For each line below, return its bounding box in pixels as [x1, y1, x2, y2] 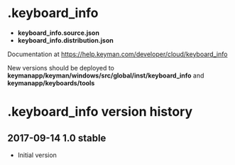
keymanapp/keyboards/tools [7, 78, 95, 87]
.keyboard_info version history [7, 104, 193, 120]
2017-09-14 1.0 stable [7, 132, 106, 144]
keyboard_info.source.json [17, 28, 99, 37]
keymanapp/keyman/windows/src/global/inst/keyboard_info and [7, 71, 204, 80]
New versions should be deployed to [7, 63, 115, 72]
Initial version [17, 151, 57, 159]
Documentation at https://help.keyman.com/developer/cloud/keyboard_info [7, 50, 228, 58]
